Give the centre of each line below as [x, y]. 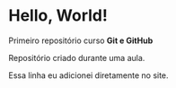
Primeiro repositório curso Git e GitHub [81, 40]
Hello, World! [58, 16]
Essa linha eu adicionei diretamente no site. [88, 75]
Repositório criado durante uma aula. [77, 57]
